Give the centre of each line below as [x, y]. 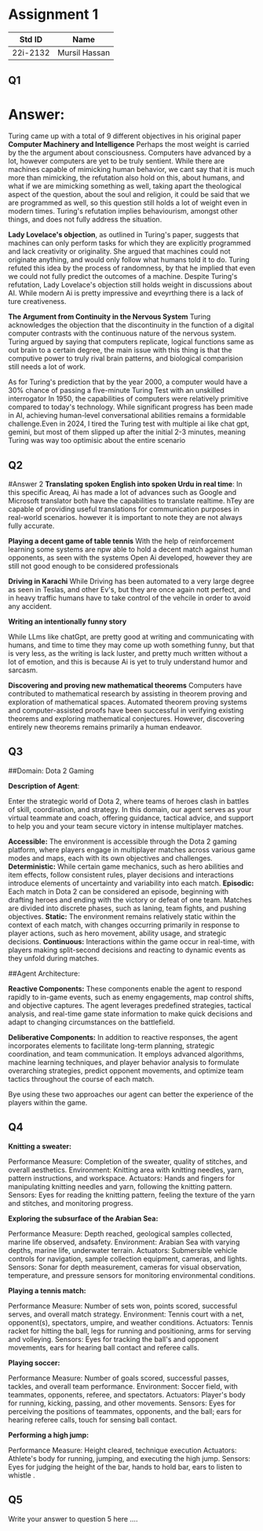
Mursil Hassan [84, 53]
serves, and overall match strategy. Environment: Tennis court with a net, [126, 1314]
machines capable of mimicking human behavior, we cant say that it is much [131, 170]
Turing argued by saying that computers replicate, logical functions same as [131, 342]
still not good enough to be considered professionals [93, 566]
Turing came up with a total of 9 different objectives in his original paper [125, 136]
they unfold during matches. [54, 958]
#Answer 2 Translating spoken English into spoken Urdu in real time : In [125, 484]
